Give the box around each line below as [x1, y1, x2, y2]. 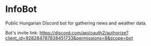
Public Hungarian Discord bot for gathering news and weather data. [5, 20, 147, 26]
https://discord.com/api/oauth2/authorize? [39, 29, 129, 35]
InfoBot [5, 3, 37, 15]
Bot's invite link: [5, 29, 39, 35]
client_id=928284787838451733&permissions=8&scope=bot [5, 35, 133, 41]
